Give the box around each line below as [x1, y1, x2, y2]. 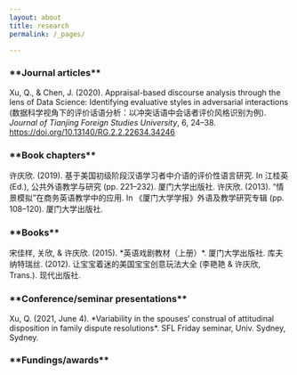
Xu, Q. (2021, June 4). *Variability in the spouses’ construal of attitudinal [9, 313, 275, 323]
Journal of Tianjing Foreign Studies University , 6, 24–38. [9, 117, 216, 127]
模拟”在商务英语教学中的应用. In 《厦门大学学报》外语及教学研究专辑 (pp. [16, 192, 285, 203]
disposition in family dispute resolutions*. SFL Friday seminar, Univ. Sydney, [9, 322, 286, 333]
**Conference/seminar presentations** [9, 293, 188, 306]
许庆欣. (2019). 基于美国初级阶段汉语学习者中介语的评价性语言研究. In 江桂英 [9, 170, 289, 181]
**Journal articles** [9, 67, 101, 79]
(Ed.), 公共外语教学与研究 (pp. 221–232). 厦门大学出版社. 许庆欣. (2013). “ [9, 181, 277, 192]
